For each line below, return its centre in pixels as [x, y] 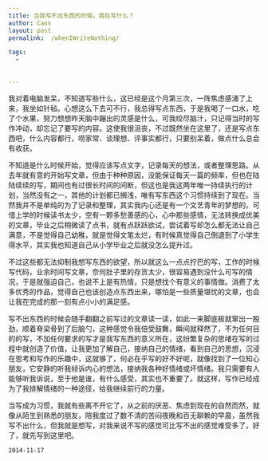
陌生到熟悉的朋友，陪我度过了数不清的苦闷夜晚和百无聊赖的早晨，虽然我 [141, 415]
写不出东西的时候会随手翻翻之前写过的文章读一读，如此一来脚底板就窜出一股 [134, 318]
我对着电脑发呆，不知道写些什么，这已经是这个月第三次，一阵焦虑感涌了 [127, 98]
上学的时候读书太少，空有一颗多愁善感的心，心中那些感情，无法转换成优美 [137, 215]
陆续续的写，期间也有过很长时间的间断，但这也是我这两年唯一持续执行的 [127, 185]
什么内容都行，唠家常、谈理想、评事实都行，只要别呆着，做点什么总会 [144, 138]
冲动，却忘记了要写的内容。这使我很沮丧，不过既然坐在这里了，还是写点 [134, 128]
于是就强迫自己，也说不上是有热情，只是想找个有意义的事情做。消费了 [137, 282]
